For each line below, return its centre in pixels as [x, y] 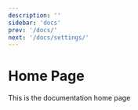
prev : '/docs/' [33, 30]
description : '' [34, 15]
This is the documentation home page [69, 98]
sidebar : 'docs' [34, 23]
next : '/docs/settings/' [49, 37]
